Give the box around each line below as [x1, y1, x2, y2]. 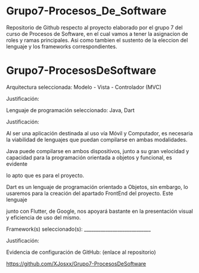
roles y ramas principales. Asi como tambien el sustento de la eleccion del [6, 36, 188, 44]
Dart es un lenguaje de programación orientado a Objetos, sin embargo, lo [6, 183, 189, 190]
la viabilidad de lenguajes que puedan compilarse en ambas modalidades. [6, 136, 188, 143]
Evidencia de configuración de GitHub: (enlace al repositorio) [6, 249, 156, 256]
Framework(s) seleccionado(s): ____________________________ [6, 225, 151, 232]
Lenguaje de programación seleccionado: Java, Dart [6, 106, 135, 114]
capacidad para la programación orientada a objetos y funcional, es [6, 154, 172, 161]
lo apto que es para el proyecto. [6, 172, 85, 179]
